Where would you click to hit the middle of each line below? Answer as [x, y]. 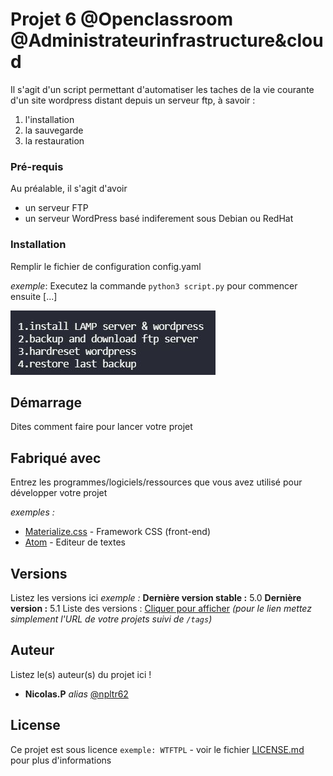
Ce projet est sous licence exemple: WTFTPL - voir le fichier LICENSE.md [157, 749]
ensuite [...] [34, 296]
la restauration [54, 140]
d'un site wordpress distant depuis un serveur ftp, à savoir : [133, 100]
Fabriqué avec [56, 458]
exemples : [32, 512]
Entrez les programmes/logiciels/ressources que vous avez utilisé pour [156, 482]
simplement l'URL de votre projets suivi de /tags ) [111, 619]
